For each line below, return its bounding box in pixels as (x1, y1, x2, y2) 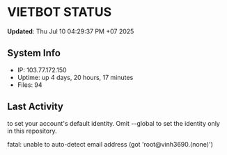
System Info (7, 47, 61, 59)
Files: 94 (17, 81, 43, 89)
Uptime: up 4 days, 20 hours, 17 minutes (17, 73, 134, 81)
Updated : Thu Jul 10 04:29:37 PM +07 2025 (7, 27, 134, 35)
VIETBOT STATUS (7, 4, 112, 20)
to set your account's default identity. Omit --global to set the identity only (7, 119, 221, 127)
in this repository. (7, 127, 57, 135)
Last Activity (7, 101, 64, 113)
